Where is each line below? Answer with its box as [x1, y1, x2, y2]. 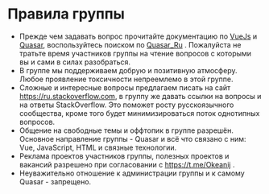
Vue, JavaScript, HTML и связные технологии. [19, 142, 177, 152]
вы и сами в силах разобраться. [19, 57, 130, 67]
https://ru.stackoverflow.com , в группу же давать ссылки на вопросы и [19, 91, 262, 101]
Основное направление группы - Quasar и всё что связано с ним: [19, 134, 246, 143]
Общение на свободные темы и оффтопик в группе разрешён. [19, 126, 234, 135]
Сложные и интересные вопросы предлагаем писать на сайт [19, 82, 231, 93]
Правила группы [7, 5, 126, 23]
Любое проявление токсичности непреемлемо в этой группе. [19, 74, 234, 84]
